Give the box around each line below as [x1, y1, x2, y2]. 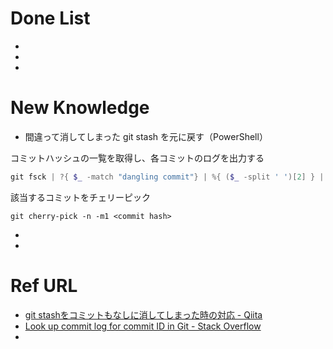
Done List [10, 7, 91, 30]
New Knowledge [10, 97, 150, 119]
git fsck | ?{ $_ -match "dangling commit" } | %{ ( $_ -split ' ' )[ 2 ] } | [10, 172, 325, 182]
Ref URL [10, 274, 78, 297]
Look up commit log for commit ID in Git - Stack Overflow [24, 320, 262, 332]
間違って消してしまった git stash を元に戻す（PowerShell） [24, 130, 268, 142]
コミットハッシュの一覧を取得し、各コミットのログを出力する [10, 152, 265, 164]
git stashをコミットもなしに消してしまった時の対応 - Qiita [24, 308, 263, 321]
